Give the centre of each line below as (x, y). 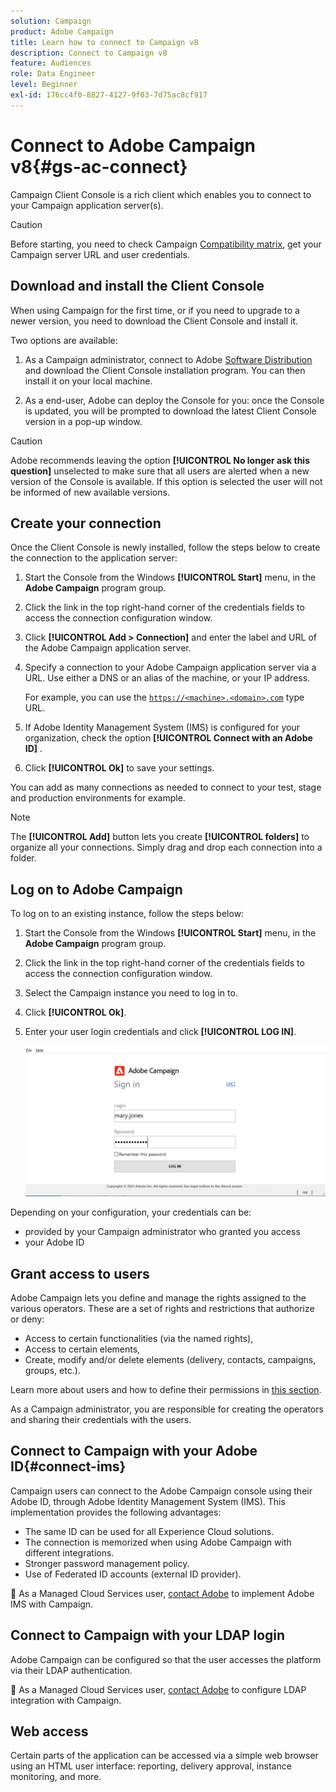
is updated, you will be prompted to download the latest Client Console (170, 411)
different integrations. (69, 1552)
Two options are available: (64, 340)
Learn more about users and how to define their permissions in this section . (166, 1389)
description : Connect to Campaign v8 (89, 53)
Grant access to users (80, 1273)
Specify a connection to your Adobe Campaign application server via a (170, 667)
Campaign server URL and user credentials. (100, 254)
